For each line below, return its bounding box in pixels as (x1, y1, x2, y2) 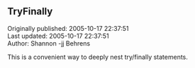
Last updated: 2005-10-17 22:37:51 (7, 32, 109, 40)
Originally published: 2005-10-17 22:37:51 (7, 24, 129, 32)
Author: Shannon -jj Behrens (7, 39, 91, 48)
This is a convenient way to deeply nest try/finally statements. (7, 53, 188, 61)
